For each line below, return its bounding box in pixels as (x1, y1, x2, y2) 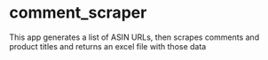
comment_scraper (9, 3, 147, 23)
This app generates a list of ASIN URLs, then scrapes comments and (9, 32, 260, 42)
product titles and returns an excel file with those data (9, 41, 207, 51)
